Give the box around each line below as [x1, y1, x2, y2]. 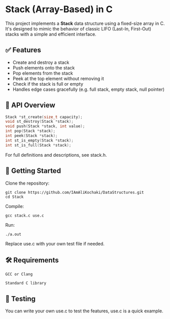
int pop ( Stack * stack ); [5, 128, 56, 134]
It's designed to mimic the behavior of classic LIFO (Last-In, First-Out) [5, 25, 151, 31]
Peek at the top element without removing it [12, 75, 104, 82]
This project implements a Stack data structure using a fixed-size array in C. [5, 20, 165, 26]
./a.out [5, 232, 22, 237]
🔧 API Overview [5, 101, 56, 110]
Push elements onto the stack [12, 64, 75, 70]
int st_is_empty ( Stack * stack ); [5, 138, 74, 143]
